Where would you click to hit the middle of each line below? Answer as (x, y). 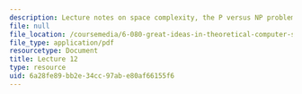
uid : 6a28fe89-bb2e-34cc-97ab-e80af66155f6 (92, 76)
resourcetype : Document (54, 51)
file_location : (38, 34)
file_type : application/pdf (62, 43)
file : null (30, 26)
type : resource (38, 68)
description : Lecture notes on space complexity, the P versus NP (136, 17)
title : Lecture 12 (44, 59)
